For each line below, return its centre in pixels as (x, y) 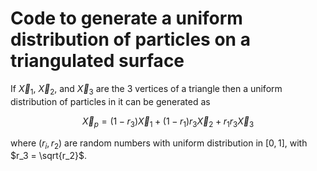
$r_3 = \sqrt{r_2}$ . (49, 156)
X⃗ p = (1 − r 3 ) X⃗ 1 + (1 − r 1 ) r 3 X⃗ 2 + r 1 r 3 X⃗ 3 (168, 122)
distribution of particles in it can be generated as (110, 101)
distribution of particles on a (130, 39)
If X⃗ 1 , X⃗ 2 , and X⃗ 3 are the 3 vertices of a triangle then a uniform (146, 89)
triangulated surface (97, 61)
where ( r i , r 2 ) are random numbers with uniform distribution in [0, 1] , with (159, 144)
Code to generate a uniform (126, 18)
